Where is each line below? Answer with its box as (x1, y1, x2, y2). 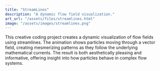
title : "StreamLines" (5, 7, 49, 12)
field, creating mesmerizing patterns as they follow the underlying (5, 45, 138, 50)
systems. (5, 60, 23, 66)
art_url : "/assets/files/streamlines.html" (5, 16, 95, 21)
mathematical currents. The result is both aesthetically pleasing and (5, 50, 142, 56)
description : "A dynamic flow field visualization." (5, 12, 115, 17)
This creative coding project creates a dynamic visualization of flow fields (5, 34, 154, 40)
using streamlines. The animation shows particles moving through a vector (5, 40, 156, 46)
